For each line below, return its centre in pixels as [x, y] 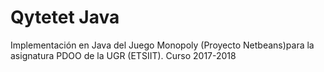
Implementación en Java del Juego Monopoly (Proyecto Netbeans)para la [162, 45]
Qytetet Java [65, 17]
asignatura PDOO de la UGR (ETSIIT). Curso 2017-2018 [123, 55]
